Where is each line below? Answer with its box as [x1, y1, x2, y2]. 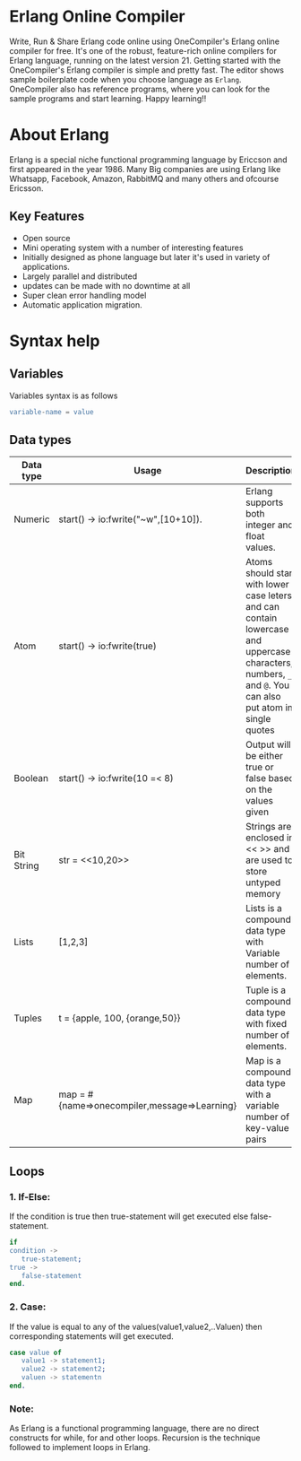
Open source [21, 232, 71, 243]
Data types [9, 432, 72, 448]
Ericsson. [9, 182, 44, 194]
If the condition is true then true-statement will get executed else [9, 1211, 249, 1222]
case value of [9, 1348, 63, 1357]
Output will [245, 738, 291, 751]
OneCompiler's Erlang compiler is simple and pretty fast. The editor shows [9, 65, 285, 75]
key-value [245, 1122, 289, 1135]
